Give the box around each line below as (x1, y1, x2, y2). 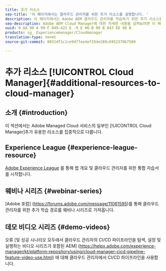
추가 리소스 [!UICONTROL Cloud (5, 66, 134, 77)
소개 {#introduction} (5, 109, 68, 117)
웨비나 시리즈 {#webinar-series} (5, 187, 102, 195)
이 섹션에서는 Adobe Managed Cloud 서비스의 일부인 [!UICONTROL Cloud (5, 122, 152, 128)
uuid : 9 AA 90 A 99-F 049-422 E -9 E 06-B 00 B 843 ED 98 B (5, 26, 132, 31)
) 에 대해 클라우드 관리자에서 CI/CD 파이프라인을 (52, 255, 145, 261)
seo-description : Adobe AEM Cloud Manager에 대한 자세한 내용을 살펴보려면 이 (5, 21, 156, 26)
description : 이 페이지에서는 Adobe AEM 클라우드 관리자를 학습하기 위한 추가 (5, 16, 147, 21)
